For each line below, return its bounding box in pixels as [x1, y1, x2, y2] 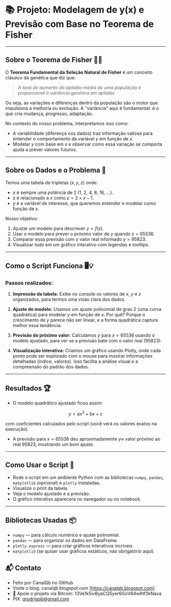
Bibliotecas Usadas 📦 [5, 516, 77, 525]
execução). [5, 426, 29, 432]
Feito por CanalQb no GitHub [12, 580, 74, 586]
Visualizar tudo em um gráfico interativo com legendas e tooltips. [12, 241, 150, 247]
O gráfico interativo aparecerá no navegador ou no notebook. [12, 496, 141, 502]
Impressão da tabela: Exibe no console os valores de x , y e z [12, 291, 141, 297]
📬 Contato [5, 563, 42, 572]
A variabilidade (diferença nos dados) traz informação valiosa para [12, 130, 153, 136]
